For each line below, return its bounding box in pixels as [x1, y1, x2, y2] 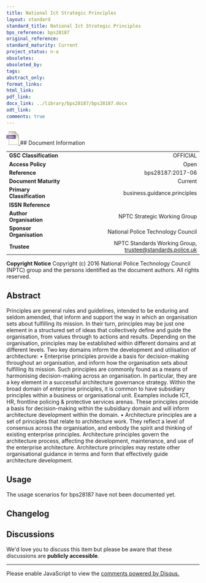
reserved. [6, 273, 31, 280]
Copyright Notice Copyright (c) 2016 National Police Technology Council [6, 259, 191, 267]
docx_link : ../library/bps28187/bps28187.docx [6, 101, 128, 107]
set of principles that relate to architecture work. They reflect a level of [6, 417, 185, 425]
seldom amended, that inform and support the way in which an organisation [6, 313, 197, 321]
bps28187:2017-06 [143, 169, 197, 176]
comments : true [6, 113, 45, 120]
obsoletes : [6, 55, 34, 61]
